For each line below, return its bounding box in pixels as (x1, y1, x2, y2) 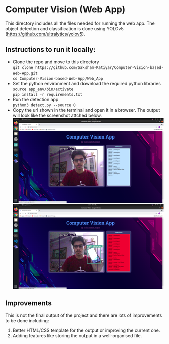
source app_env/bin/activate (12, 87, 74, 92)
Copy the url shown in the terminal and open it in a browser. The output (12, 107, 160, 113)
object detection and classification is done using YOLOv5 (5, 25, 124, 31)
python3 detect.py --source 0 (12, 102, 76, 108)
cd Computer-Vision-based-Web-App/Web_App (12, 76, 103, 81)
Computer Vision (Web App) (5, 4, 126, 15)
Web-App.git (12, 71, 38, 76)
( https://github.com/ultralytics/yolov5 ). (5, 31, 86, 37)
